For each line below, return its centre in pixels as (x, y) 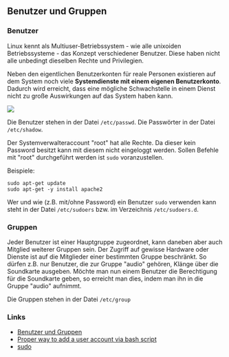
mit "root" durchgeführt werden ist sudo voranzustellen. (86, 157)
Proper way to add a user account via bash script (87, 339)
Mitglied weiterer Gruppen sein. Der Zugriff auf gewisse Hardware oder (108, 249)
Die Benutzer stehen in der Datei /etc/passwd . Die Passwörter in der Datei (111, 122)
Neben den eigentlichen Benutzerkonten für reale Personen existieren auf (111, 74)
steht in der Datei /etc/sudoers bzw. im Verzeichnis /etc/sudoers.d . (103, 209)
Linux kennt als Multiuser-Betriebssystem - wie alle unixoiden (94, 46)
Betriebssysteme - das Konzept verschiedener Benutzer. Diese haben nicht (113, 53)
